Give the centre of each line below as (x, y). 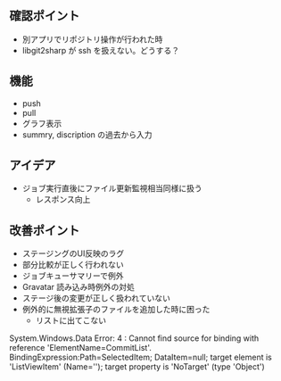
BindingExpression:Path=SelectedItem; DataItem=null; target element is (140, 357)
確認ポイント (45, 16)
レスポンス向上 (63, 200)
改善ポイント (45, 230)
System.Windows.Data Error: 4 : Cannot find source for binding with (134, 338)
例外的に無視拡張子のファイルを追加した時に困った (116, 310)
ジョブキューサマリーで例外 (73, 276)
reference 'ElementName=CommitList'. (80, 348)
